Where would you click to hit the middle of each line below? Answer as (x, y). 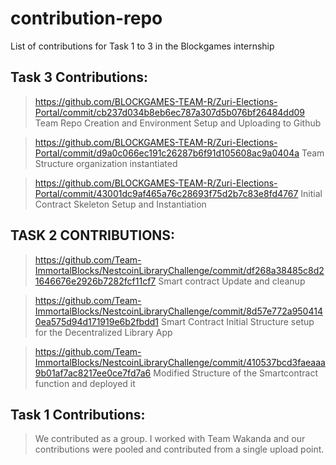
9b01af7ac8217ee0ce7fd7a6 (93, 373)
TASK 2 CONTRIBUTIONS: (93, 235)
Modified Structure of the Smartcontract (236, 373)
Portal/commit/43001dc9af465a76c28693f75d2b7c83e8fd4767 (166, 193)
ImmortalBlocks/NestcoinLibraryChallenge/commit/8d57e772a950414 (178, 311)
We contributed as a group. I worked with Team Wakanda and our (170, 439)
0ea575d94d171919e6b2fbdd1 (96, 321)
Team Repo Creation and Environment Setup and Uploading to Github (178, 123)
